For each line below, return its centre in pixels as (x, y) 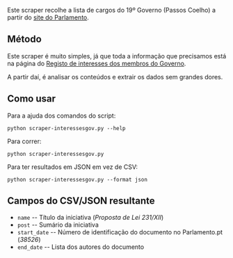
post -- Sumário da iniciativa (58, 225)
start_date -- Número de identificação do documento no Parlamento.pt (120, 232)
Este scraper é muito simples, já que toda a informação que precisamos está (117, 56)
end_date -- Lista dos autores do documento (81, 247)
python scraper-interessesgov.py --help (67, 128)
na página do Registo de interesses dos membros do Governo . (97, 63)
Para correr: (24, 141)
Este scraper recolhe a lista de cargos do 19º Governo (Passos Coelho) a (111, 10)
